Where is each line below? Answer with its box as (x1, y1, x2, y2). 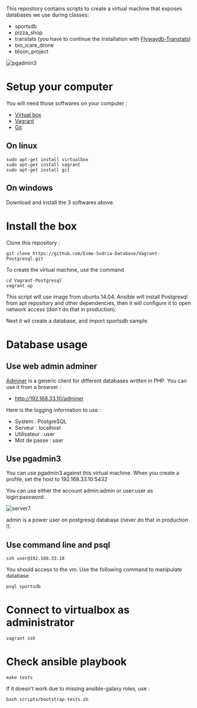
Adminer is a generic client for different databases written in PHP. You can (6, 377, 188, 384)
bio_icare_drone (14, 41, 54, 49)
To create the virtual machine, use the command (6, 266, 124, 273)
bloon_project (14, 48, 49, 55)
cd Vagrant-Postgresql (6, 278, 62, 284)
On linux (6, 141, 37, 151)
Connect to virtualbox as (6, 603, 130, 617)
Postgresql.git (6, 256, 44, 262)
